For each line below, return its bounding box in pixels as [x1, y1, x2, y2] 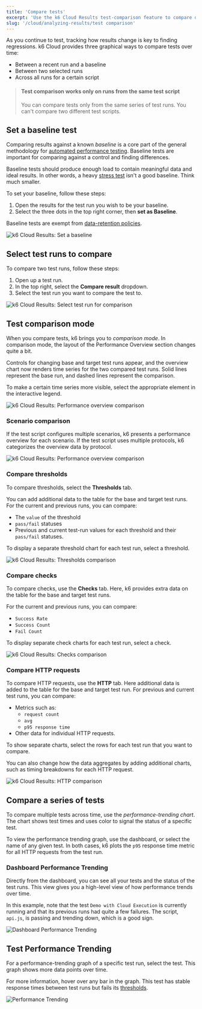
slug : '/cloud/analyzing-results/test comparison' [6, 20, 136, 26]
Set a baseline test [6, 125, 77, 135]
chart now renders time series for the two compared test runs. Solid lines [6, 365, 188, 373]
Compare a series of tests [6, 795, 105, 805]
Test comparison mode [6, 318, 95, 329]
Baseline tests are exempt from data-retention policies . [6, 220, 142, 227]
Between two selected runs [14, 68, 83, 75]
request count [23, 712, 60, 718]
